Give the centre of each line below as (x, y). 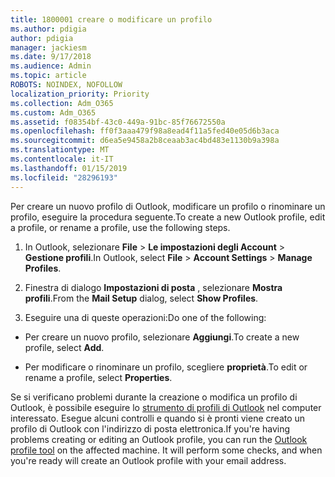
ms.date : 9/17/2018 (51, 57)
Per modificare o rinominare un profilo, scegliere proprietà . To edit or (166, 367)
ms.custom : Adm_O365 (53, 112)
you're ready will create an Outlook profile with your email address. (148, 460)
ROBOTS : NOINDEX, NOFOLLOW (66, 85)
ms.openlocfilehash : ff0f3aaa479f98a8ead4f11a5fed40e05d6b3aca (145, 131)
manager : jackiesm (48, 47)
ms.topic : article (48, 76)
